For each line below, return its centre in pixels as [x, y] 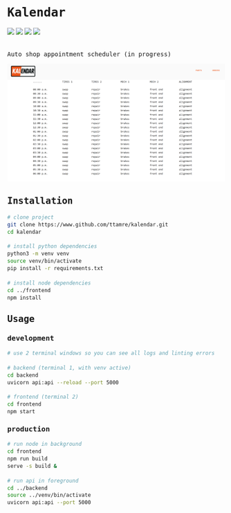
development [31, 338]
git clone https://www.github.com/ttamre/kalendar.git [88, 224]
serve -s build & [32, 466]
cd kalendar [24, 232]
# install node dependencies [49, 283]
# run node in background [44, 444]
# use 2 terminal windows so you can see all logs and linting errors [111, 353]
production [29, 429]
